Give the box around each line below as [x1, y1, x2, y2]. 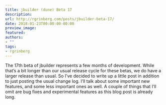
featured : [5, 30, 26, 35]
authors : [5, 35, 23, 40]
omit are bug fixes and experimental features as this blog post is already [5, 89, 153, 95]
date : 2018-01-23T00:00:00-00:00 [5, 21, 75, 26]
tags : [5, 44, 16, 49]
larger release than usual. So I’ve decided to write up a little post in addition [5, 73, 160, 79]
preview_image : [5, 26, 37, 31]
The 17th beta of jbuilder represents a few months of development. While [5, 62, 155, 68]
